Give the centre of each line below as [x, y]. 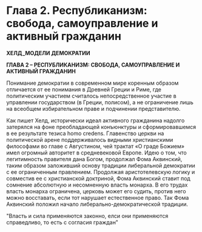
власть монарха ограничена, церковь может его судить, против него [96, 191]
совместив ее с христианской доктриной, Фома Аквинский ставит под [99, 178]
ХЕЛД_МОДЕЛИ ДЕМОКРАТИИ [48, 53]
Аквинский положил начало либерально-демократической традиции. [97, 204]
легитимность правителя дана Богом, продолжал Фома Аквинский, [94, 159]
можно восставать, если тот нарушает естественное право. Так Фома [98, 197]
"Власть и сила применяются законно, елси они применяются [87, 216]
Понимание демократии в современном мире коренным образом [93, 83]
